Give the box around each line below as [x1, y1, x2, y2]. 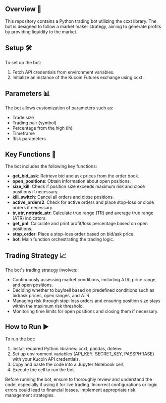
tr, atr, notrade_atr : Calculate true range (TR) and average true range [12, 210, 154, 216]
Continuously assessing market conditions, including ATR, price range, [12, 277, 157, 283]
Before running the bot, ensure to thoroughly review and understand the [5, 376, 152, 382]
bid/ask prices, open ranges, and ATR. [12, 293, 91, 299]
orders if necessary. [12, 205, 54, 211]
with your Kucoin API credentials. [12, 356, 80, 362]
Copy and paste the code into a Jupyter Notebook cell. [12, 361, 124, 367]
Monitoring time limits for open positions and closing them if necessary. [12, 309, 159, 315]
